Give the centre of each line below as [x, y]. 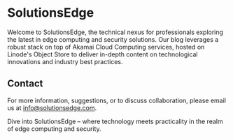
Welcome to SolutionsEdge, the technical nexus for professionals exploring [115, 32]
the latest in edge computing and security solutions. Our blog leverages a [113, 39]
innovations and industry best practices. [65, 61]
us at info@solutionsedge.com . [52, 108]
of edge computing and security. [54, 129]
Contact [25, 84]
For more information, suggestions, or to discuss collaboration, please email [116, 100]
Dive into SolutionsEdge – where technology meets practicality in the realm [115, 121]
